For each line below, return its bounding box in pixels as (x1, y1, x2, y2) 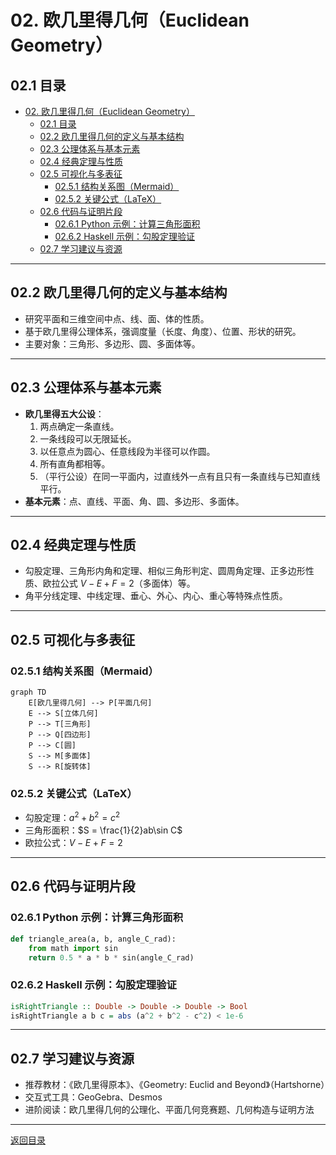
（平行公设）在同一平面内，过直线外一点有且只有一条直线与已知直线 (39, 470, 321, 482)
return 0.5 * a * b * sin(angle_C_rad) (28, 952, 195, 963)
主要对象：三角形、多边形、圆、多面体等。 (24, 337, 201, 350)
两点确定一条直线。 (39, 420, 120, 432)
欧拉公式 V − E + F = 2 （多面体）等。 (42, 577, 196, 590)
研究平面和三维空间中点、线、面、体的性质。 (24, 312, 210, 325)
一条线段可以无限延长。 (39, 432, 137, 445)
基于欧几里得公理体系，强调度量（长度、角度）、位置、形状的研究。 (24, 325, 302, 337)
